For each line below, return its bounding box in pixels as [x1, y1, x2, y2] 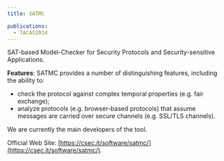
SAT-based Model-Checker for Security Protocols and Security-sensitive [7, 48, 215, 56]
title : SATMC [7, 10, 45, 17]
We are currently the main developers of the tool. [7, 126, 148, 134]
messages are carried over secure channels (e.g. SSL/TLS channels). [17, 112, 216, 120]
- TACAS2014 [13, 29, 49, 36]
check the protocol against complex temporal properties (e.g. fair [17, 90, 204, 98]
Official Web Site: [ [7, 139, 61, 147]
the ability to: [7, 76, 45, 85]
